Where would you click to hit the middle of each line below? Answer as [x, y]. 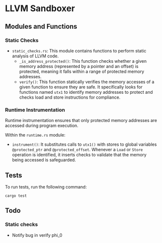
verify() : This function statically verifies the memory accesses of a [87, 82]
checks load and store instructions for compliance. [70, 97]
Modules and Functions [41, 26]
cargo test [16, 196]
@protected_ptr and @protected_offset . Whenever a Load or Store [77, 150]
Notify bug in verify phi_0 [37, 235]
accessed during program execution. [42, 126]
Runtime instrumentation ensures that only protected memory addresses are [81, 121]
